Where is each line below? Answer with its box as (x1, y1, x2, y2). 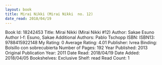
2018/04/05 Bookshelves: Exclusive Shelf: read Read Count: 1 (5, 55, 130, 61)
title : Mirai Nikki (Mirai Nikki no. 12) (5, 12, 93, 16)
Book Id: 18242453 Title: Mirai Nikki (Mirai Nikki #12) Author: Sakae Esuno (5, 30, 155, 35)
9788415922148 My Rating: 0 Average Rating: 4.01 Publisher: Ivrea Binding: (5, 40, 157, 46)
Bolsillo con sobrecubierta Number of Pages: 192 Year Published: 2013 (5, 45, 148, 51)
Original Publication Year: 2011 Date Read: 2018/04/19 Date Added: (5, 50, 140, 56)
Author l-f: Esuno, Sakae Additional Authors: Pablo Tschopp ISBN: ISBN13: (5, 34, 155, 40)
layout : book (5, 7, 32, 12)
